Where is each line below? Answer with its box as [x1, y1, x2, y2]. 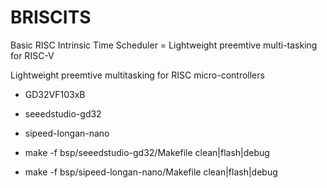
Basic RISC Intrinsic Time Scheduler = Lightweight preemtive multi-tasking [10, 39, 318, 51]
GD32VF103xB [24, 88, 86, 100]
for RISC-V [10, 49, 55, 61]
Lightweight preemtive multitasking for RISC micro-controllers [10, 69, 265, 81]
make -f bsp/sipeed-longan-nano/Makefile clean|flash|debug [24, 166, 278, 178]
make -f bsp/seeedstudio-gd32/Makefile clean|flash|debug [24, 146, 270, 158]
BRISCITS [10, 6, 92, 29]
